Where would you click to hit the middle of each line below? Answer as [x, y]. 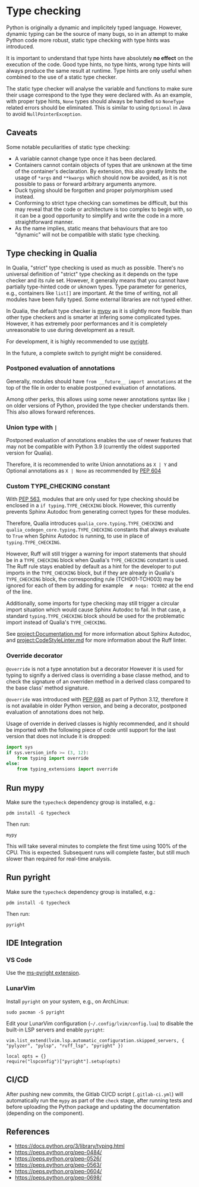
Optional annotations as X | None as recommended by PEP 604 [84, 471]
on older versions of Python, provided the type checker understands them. [97, 405]
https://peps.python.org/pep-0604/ [58, 1172]
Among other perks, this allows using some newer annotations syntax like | [98, 399]
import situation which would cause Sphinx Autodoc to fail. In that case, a [96, 610]
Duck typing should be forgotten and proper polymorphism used [94, 190]
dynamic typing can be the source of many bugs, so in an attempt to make [97, 33]
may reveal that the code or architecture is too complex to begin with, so [103, 209]
